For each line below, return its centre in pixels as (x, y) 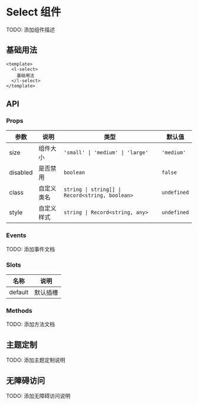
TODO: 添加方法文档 (31, 324)
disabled (21, 173)
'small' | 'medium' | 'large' (106, 153)
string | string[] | (93, 189)
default (19, 292)
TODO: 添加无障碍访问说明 (38, 396)
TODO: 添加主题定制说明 (36, 360)
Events (16, 235)
